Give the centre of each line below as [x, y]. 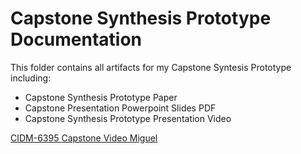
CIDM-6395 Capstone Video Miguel [84, 138]
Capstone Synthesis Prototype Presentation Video [128, 118]
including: [31, 78]
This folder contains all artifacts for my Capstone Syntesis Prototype [151, 67]
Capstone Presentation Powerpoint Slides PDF [120, 108]
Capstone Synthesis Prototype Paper [101, 97]
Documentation [76, 39]
